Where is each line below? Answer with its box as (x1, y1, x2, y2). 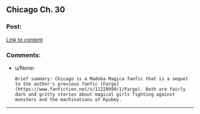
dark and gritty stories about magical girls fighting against (14, 91, 176, 97)
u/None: (14, 64, 35, 71)
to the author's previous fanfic (14, 81, 98, 87)
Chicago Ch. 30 (6, 5, 65, 15)
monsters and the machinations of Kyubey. (14, 96, 122, 103)
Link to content (6, 36, 43, 43)
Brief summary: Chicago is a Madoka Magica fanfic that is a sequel (14, 75, 189, 82)
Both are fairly (145, 86, 186, 92)
